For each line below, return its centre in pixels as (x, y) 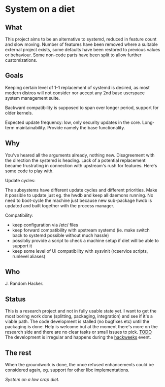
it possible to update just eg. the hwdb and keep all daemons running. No (79, 195)
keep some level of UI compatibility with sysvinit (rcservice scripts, (80, 251)
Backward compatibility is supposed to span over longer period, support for (82, 108)
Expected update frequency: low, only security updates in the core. (73, 122)
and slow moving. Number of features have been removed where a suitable (82, 44)
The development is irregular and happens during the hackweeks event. (78, 337)
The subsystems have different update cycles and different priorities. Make (81, 190)
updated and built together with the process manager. (60, 205)
